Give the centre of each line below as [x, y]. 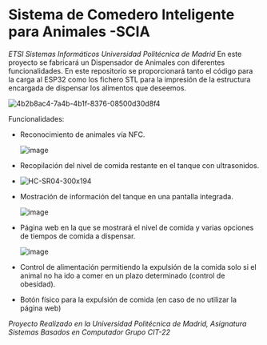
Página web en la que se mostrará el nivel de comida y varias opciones [137, 227]
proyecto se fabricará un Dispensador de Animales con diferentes [117, 62]
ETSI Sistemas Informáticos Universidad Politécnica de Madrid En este [125, 54]
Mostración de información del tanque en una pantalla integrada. [126, 196]
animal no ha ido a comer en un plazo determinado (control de [122, 275]
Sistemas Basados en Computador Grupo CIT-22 [89, 332]
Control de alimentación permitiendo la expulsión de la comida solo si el [138, 267]
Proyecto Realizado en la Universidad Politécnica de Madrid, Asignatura [128, 323]
